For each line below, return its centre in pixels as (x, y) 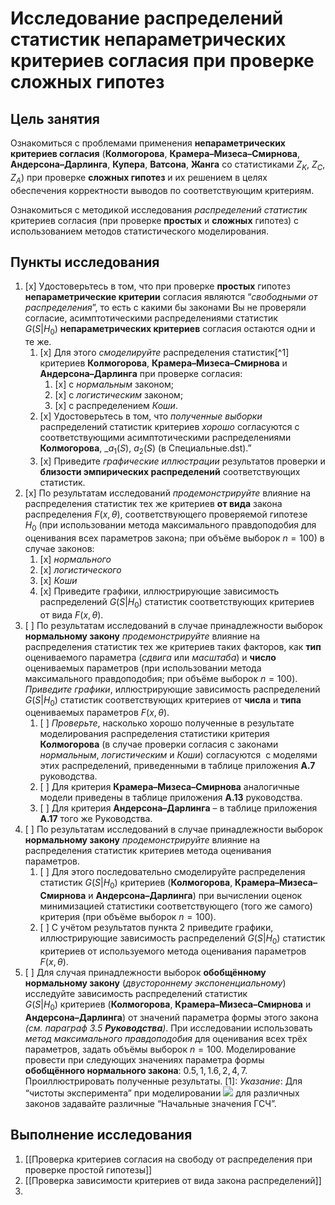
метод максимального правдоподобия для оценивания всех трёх (166, 1038)
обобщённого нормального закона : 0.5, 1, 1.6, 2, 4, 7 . (136, 1070)
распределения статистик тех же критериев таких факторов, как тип (173, 646)
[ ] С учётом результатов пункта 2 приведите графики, (156, 928)
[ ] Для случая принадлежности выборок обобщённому (145, 972)
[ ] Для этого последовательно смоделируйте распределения (172, 872)
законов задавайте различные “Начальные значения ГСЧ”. (150, 1103)
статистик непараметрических (148, 39)
